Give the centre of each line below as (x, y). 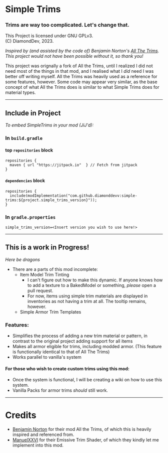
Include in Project (33, 113)
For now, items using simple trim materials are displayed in (87, 296)
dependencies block (25, 181)
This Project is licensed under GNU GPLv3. (49, 36)
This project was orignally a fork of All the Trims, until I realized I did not (79, 66)
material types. (20, 93)
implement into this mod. (38, 445)
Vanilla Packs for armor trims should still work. (60, 390)
